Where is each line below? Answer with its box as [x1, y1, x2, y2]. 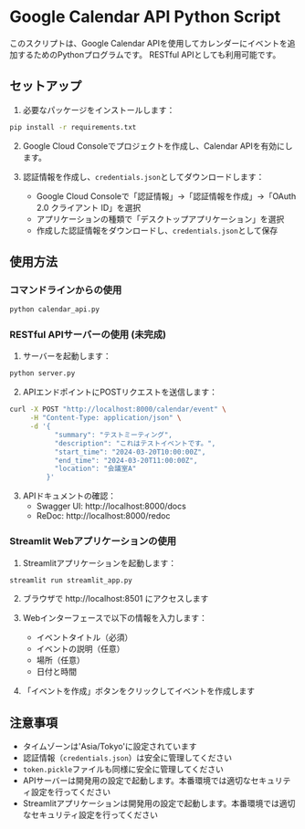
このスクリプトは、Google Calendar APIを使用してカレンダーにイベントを [9, 37, 288, 48]
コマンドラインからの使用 [9, 283, 122, 296]
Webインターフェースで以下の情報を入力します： [22, 613, 208, 624]
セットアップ [9, 79, 82, 94]
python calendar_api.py [9, 305, 100, 314]
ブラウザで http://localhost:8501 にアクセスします [22, 593, 209, 604]
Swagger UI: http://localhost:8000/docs [36, 500, 187, 512]
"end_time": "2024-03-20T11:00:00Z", [54, 456, 198, 465]
